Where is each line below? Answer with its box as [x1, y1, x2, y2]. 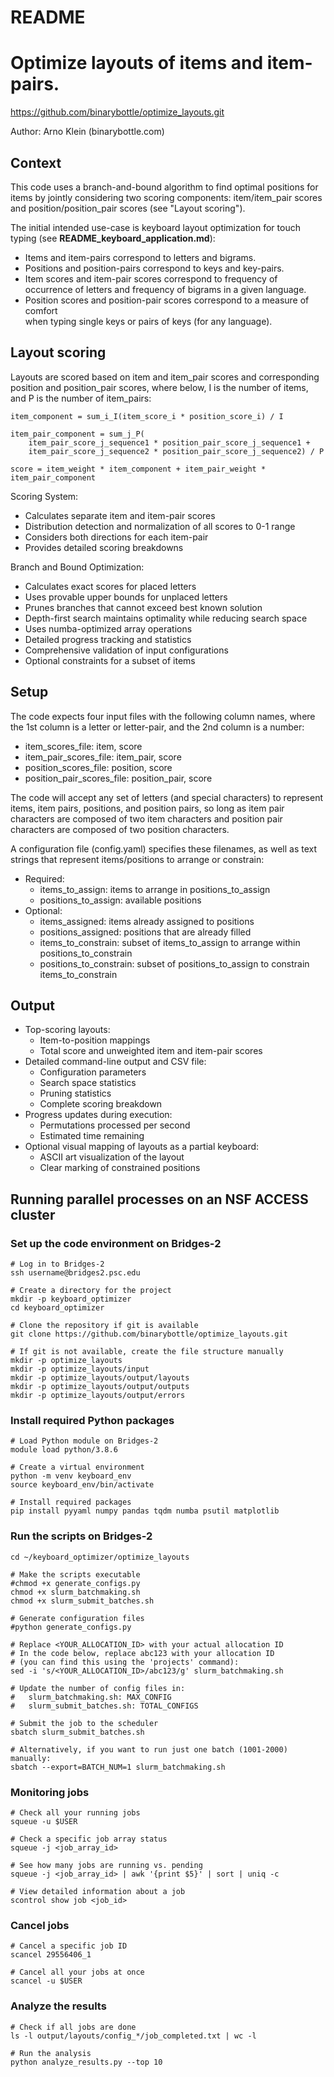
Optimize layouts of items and [10, 52, 264, 75]
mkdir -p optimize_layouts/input [10, 1364, 150, 1375]
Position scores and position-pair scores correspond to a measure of [24, 294, 310, 306]
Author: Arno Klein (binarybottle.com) [10, 126, 165, 138]
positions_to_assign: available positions [39, 894, 202, 906]
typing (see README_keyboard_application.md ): [10, 232, 216, 244]
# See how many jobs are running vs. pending [10, 1860, 203, 1870]
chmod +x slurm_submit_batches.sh [10, 1596, 155, 1606]
